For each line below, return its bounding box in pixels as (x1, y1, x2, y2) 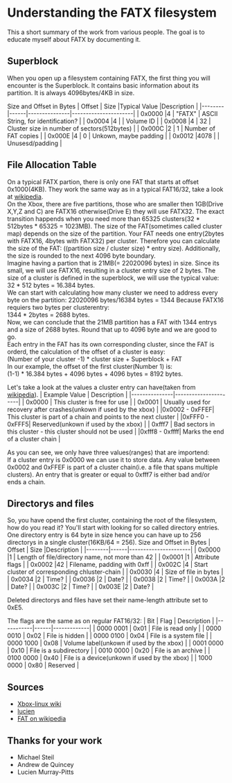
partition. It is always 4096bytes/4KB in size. (7, 88, 135, 97)
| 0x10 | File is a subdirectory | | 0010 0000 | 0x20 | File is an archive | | (7, 646, 211, 654)
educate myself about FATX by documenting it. (7, 35, 141, 43)
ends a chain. (7, 477, 46, 486)
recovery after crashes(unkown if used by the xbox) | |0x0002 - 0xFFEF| (7, 405, 215, 413)
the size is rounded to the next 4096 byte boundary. (7, 252, 156, 260)
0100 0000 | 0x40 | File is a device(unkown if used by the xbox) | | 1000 (7, 654, 213, 662)
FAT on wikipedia (17, 714, 66, 723)
